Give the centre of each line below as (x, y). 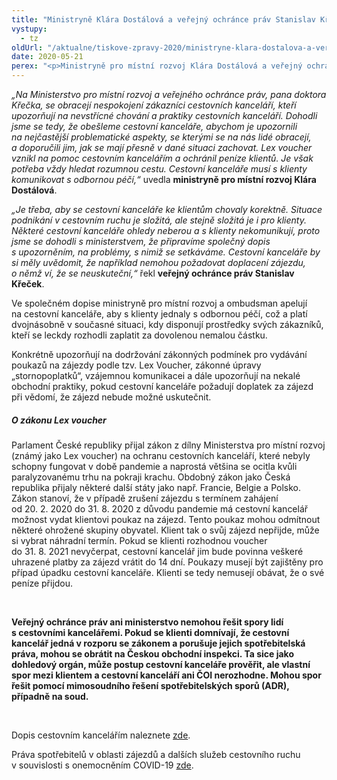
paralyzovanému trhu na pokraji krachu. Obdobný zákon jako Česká (151, 477)
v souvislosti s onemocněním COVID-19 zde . (102, 765)
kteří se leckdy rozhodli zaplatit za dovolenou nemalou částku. (139, 335)
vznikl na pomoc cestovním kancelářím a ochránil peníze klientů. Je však (162, 158)
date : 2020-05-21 (47, 57)
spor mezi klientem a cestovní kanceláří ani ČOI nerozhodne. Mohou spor (166, 675)
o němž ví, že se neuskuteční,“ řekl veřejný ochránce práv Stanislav (153, 273)
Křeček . (28, 284)
